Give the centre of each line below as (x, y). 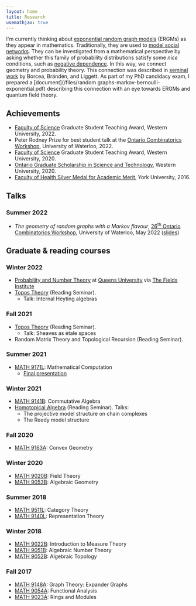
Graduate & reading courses (58, 250)
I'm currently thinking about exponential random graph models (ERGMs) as (96, 39)
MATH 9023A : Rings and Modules (55, 597)
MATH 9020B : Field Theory (47, 475)
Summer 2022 (27, 213)
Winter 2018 (24, 531)
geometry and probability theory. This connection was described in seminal (97, 70)
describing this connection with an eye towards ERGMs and (118, 89)
